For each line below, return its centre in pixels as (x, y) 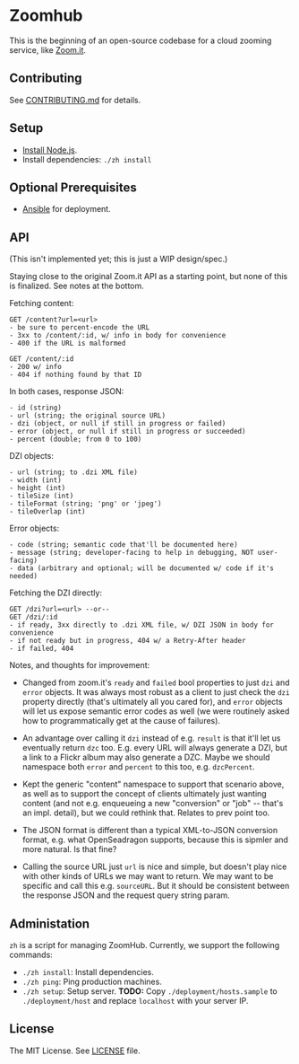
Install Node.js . (50, 150)
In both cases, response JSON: (67, 391)
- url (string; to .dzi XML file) (74, 472)
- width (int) (36, 480)
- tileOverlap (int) (48, 512)
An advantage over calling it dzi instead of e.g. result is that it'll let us (151, 738)
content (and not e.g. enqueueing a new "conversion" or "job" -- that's (153, 804)
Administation (50, 923)
